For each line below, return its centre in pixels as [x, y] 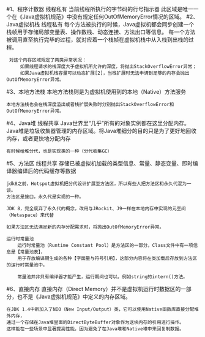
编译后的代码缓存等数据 [47, 171]
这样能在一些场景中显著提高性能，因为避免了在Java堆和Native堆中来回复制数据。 [95, 329]
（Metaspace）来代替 [30, 215]
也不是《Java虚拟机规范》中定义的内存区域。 [74, 297]
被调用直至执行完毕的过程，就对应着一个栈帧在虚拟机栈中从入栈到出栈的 [97, 40]
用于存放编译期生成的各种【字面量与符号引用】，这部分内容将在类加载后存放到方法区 [107, 259]
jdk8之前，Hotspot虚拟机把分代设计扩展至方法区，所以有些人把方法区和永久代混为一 [99, 184]
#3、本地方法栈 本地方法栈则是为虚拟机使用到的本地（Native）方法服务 [96, 92]
